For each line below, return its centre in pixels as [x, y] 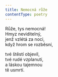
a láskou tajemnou [24, 65]
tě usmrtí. [15, 70]
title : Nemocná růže [27, 10]
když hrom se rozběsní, [29, 44]
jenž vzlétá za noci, [25, 39]
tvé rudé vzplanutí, [24, 59]
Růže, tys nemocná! [26, 28]
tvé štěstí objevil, [22, 54]
